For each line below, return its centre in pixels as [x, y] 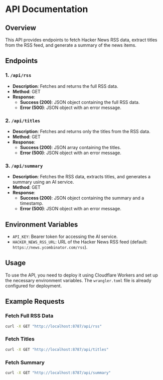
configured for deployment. [34, 286]
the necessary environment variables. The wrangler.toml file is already [78, 280]
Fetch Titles [20, 339]
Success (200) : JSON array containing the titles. [70, 147]
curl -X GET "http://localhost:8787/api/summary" [58, 372]
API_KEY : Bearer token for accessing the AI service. [65, 236]
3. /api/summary [24, 166]
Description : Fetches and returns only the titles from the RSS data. [81, 131]
